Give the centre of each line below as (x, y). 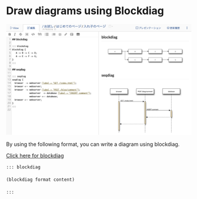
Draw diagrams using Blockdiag (85, 11)
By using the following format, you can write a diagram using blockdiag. (93, 144)
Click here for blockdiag (35, 156)
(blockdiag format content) (41, 180)
